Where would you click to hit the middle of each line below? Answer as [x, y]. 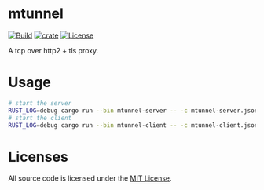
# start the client [40, 118]
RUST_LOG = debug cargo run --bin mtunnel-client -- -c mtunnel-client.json [133, 125]
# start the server [40, 103]
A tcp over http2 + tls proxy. [53, 50]
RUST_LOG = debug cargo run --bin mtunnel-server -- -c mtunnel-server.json [133, 111]
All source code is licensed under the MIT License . [90, 178]
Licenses [38, 157]
